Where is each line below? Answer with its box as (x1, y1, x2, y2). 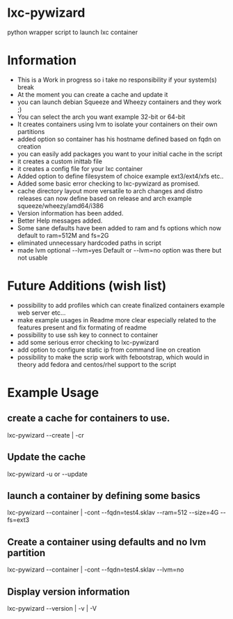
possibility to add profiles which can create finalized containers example (17, 301, 225, 309)
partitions (17, 127, 45, 135)
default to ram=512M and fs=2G (17, 231, 109, 239)
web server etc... (17, 308, 66, 317)
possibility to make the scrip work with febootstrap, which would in (17, 352, 209, 361)
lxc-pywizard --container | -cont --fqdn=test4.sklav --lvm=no (7, 565, 184, 574)
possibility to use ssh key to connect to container (17, 330, 159, 339)
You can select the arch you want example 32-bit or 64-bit (17, 112, 186, 121)
